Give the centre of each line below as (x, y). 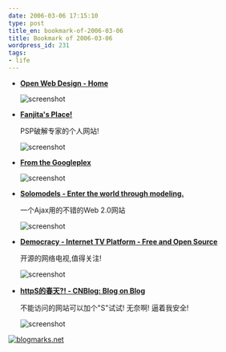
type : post (26, 23)
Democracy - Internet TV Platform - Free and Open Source (119, 241)
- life (19, 61)
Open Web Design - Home (64, 83)
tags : (17, 53)
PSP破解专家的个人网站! (59, 131)
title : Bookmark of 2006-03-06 (61, 38)
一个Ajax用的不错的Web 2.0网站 (73, 210)
